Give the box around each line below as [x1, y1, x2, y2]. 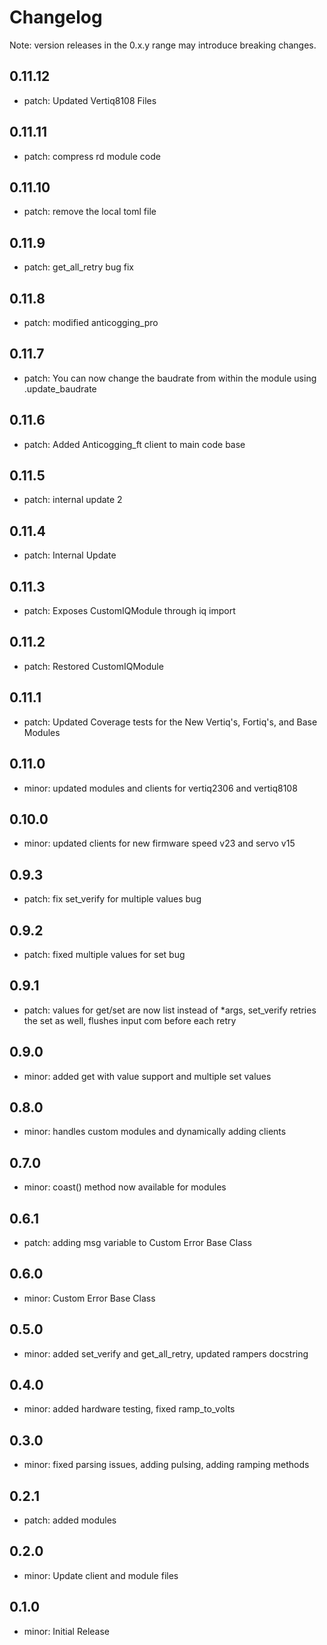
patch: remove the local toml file [23, 206, 157, 218]
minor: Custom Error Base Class [23, 1292, 156, 1304]
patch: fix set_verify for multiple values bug [23, 893, 202, 905]
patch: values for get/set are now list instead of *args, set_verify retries [23, 1004, 317, 1016]
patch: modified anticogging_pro [23, 317, 159, 328]
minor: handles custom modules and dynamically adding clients [23, 1126, 287, 1138]
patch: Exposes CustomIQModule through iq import [23, 605, 236, 617]
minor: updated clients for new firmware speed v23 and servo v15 [23, 837, 296, 850]
